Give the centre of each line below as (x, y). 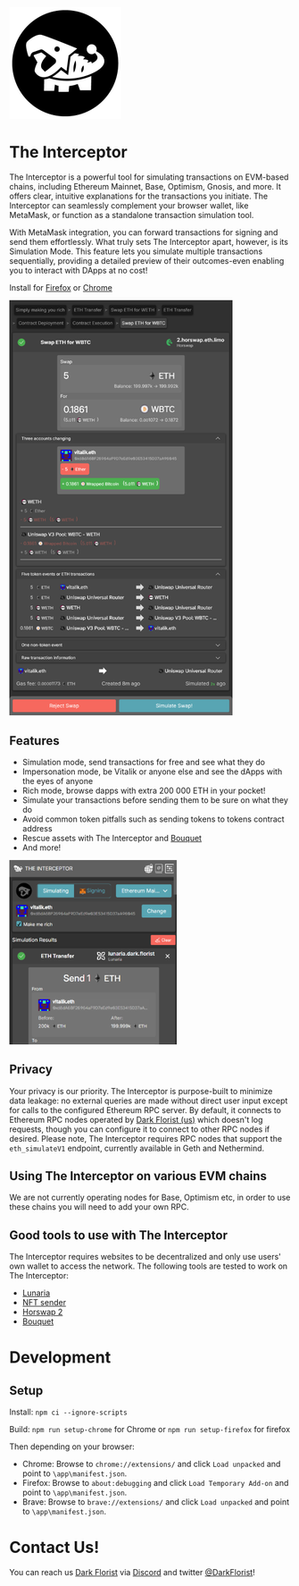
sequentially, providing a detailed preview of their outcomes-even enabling (147, 260)
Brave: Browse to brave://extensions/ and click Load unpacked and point (156, 1502)
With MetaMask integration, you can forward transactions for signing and (144, 232)
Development (60, 1358)
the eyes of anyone (58, 781)
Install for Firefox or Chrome (61, 287)
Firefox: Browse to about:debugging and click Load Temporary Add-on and (155, 1483)
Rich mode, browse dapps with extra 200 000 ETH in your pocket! (144, 791)
